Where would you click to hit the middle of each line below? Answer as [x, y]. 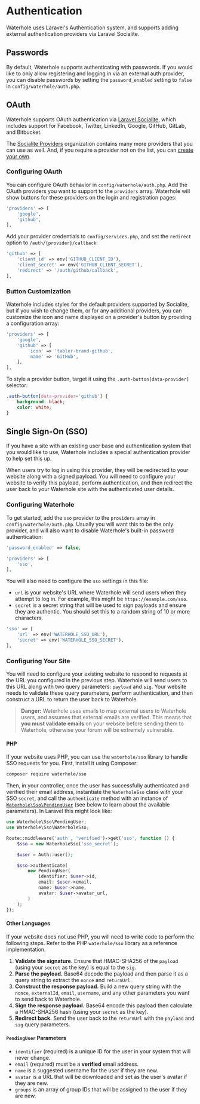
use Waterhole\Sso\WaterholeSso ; [48, 828]
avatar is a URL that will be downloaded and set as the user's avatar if [101, 1077]
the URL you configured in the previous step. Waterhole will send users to [97, 680]
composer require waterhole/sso [46, 774]
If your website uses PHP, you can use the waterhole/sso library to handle [97, 757]
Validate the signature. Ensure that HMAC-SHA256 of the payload [96, 961]
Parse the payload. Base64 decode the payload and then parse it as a [101, 973]
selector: [17, 385]
